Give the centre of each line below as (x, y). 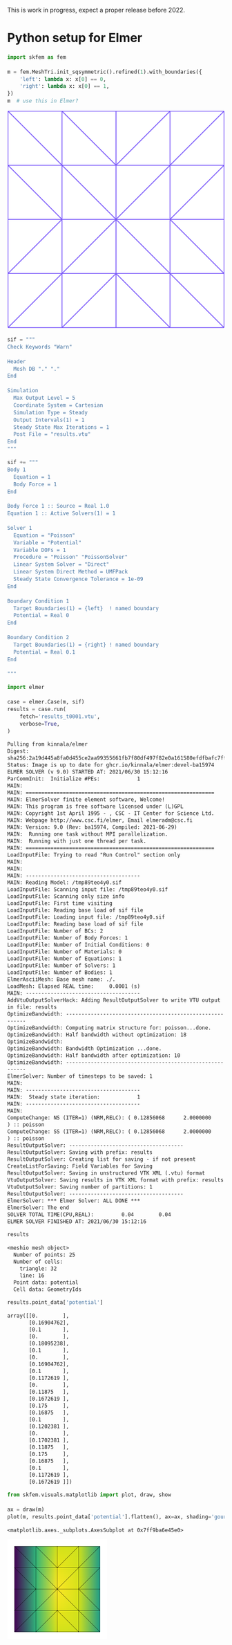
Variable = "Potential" (47, 542)
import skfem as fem (37, 57)
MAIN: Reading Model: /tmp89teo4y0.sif (65, 883)
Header (17, 361)
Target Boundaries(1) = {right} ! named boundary (86, 645)
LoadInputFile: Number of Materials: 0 (65, 952)
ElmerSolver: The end (38, 1208)
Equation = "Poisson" (45, 535)
